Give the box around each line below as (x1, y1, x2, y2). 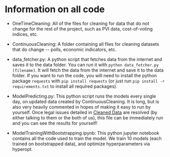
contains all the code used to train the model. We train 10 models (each (12, 135, 162, 141)
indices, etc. (12, 31, 38, 37)
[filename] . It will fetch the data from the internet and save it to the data (12, 67, 164, 73)
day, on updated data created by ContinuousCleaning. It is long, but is (12, 98, 159, 105)
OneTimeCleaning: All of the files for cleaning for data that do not (12, 20, 150, 26)
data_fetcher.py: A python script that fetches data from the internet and (12, 56, 162, 62)
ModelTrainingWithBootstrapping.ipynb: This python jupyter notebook (12, 130, 159, 136)
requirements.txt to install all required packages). (12, 83, 118, 89)
